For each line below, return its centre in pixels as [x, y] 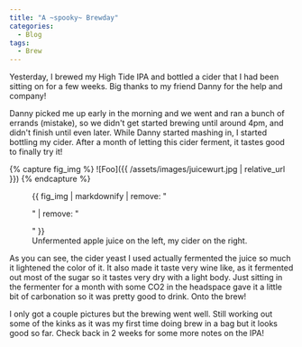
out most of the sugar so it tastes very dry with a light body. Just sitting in [146, 278]
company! [28, 96]
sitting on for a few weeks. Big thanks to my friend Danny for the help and [146, 87]
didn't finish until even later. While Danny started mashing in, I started [138, 132]
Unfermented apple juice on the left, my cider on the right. [140, 241]
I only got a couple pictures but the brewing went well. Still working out [141, 314]
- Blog [30, 34]
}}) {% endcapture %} [50, 179]
